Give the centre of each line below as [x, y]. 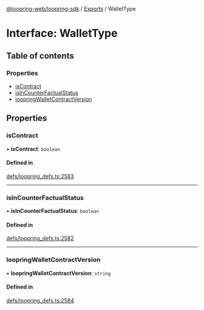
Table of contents [40, 56]
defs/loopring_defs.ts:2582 [40, 238]
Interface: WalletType [62, 33]
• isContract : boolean [33, 149]
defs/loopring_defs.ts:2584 [40, 300]
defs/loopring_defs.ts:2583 [40, 176]
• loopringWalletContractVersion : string [59, 273]
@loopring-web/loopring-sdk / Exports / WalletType [71, 9]
